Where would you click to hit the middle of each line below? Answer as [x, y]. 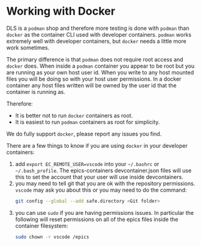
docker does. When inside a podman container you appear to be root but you [100, 66]
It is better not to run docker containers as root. [74, 115]
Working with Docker [61, 11]
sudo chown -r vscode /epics [52, 237]
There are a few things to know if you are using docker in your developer [97, 145]
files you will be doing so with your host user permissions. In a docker [94, 79]
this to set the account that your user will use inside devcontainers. [99, 177]
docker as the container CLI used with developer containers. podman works [99, 34]
